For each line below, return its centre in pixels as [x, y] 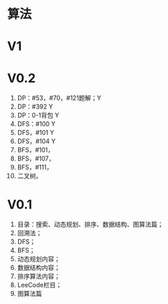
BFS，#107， [36, 159]
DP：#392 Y [35, 107]
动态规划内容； [39, 259]
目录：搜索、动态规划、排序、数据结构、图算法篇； [90, 224]
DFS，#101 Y [35, 133]
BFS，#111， [35, 168]
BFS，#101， [35, 150]
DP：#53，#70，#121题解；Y [59, 98]
